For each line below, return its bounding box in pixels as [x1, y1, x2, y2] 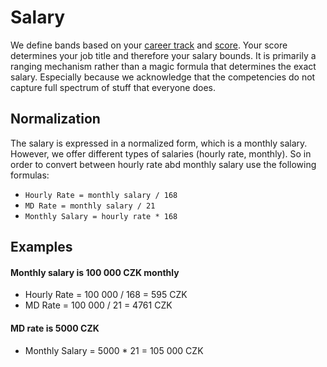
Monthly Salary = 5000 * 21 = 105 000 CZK [24, 344, 204, 356]
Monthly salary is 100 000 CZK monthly [10, 266, 180, 278]
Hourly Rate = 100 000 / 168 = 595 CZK [24, 289, 188, 301]
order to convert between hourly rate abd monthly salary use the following [10, 158, 317, 170]
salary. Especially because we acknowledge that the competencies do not [10, 71, 316, 83]
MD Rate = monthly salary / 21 [24, 201, 156, 211]
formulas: [10, 169, 50, 181]
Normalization [10, 111, 101, 128]
